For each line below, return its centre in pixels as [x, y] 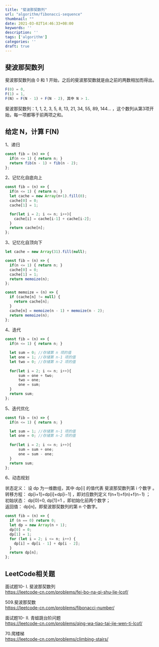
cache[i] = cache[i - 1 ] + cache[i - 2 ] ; [53, 219]
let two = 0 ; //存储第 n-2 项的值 [43, 362]
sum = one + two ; [36, 375]
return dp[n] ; [24, 553]
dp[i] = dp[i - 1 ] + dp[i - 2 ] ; [47, 543]
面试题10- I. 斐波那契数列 [30, 586]
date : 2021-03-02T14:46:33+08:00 [39, 23]
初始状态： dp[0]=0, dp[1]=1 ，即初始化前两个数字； [58, 500]
